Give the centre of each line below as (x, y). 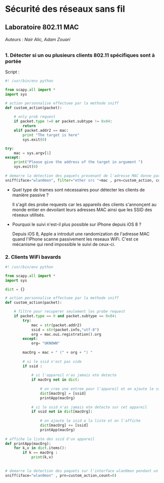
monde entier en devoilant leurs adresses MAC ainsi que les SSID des (82, 210)
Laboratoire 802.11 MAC (42, 27)
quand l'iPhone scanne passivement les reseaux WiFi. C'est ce (75, 239)
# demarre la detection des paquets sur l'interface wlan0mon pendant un (82, 471)
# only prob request (35, 117)
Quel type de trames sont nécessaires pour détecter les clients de (78, 190)
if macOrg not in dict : (55, 380)
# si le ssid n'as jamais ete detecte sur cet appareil (89, 407)
